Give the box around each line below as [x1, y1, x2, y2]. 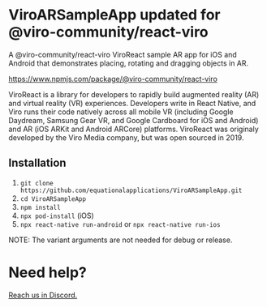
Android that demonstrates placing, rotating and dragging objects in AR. [8, 58, 249, 68]
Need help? [8, 263, 87, 281]
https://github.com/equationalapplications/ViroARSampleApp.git [19, 186, 243, 194]
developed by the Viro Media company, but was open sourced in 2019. [8, 132, 244, 143]
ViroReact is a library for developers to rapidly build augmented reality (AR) [8, 89, 260, 99]
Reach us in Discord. [8, 290, 78, 300]
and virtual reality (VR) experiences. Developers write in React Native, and [8, 98, 256, 108]
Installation [8, 156, 67, 170]
